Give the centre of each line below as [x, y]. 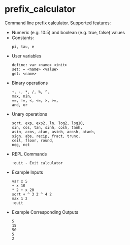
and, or [19, 105]
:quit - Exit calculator [37, 163]
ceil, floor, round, [33, 140]
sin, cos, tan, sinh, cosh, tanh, [47, 127]
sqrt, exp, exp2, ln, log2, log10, [48, 123]
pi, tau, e [23, 47]
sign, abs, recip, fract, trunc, [46, 136]
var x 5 [19, 181]
